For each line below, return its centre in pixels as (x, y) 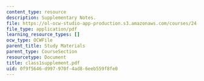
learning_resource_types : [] (43, 35)
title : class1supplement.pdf (43, 63)
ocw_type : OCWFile (29, 40)
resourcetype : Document (36, 57)
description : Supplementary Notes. (51, 18)
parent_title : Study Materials (46, 46)
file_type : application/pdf (42, 29)
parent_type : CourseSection (42, 52)
